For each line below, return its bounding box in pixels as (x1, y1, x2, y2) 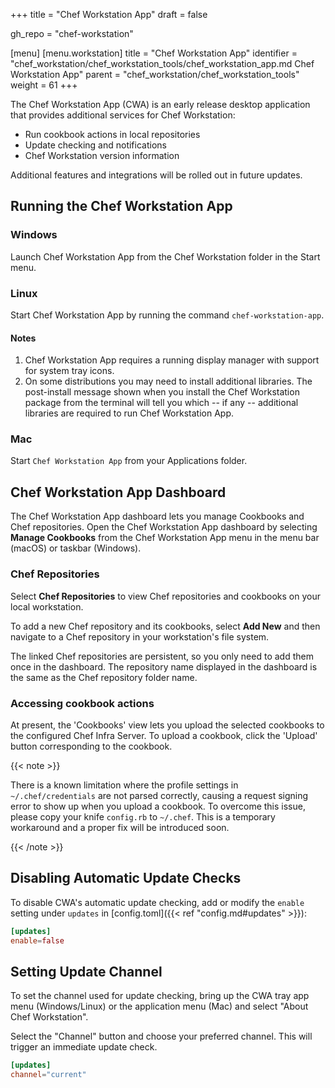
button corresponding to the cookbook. (10, 740, 173, 752)
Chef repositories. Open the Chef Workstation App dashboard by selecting (10, 521, 318, 533)
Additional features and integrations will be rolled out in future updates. (10, 169, 303, 181)
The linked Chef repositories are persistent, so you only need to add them (10, 650, 314, 662)
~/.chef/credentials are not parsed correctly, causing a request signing (10, 789, 309, 801)
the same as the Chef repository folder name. (10, 671, 198, 683)
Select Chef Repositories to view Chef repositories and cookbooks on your (10, 590, 322, 602)
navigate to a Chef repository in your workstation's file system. (10, 630, 270, 643)
